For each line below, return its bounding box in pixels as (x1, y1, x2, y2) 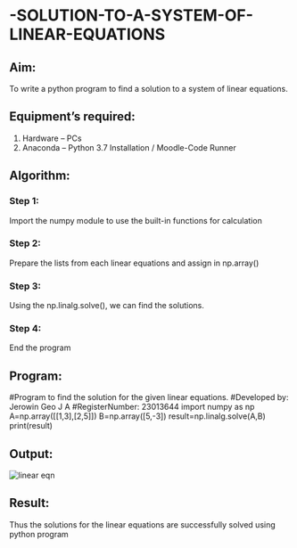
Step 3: (9, 280, 42, 292)
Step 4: (9, 323, 42, 335)
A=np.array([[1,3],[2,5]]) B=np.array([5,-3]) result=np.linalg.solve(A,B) (9, 411, 266, 421)
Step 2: (9, 237, 42, 249)
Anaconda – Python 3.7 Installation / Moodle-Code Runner (21, 142, 236, 152)
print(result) (9, 421, 54, 431)
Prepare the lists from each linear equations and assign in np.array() (9, 258, 260, 268)
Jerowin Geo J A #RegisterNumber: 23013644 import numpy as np (9, 402, 255, 413)
